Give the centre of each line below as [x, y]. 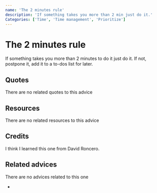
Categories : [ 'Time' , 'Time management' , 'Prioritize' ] [65, 19]
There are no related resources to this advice [52, 120]
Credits [17, 136]
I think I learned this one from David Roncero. [52, 148]
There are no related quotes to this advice [49, 92]
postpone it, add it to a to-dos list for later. [49, 64]
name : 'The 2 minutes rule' [35, 10]
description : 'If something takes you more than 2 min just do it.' [79, 15]
